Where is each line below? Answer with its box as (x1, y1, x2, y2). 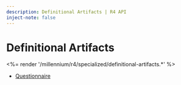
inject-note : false (6, 15, 56, 21)
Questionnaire (15, 72, 51, 80)
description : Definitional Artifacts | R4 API (6, 8, 127, 15)
